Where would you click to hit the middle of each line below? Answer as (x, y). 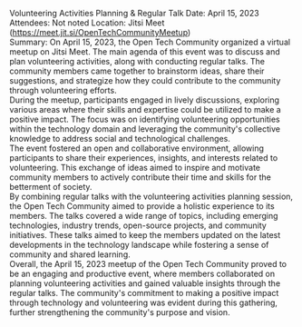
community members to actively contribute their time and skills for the (141, 177)
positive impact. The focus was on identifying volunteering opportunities (145, 119)
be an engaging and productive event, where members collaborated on (142, 273)
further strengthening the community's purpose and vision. (120, 312)
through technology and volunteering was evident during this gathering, (144, 302)
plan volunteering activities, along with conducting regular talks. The (137, 61)
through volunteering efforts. (63, 90)
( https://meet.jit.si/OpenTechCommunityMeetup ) (100, 32)
